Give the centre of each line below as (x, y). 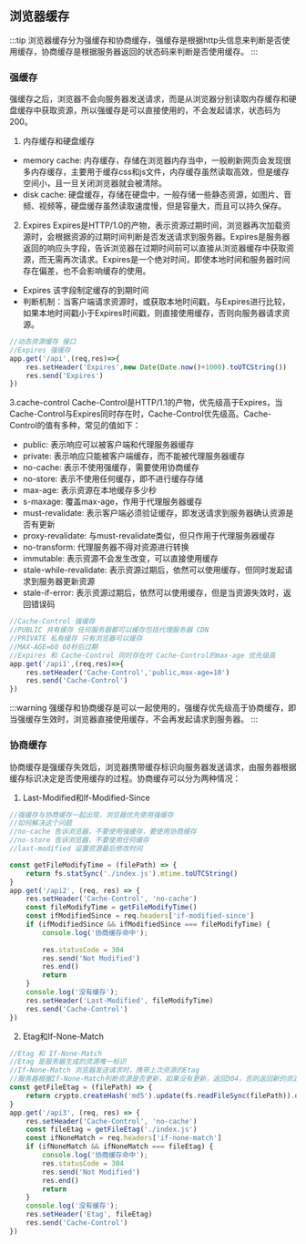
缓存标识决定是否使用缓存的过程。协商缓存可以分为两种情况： (125, 778)
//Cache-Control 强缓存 (52, 622)
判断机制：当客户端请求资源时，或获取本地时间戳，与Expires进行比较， (156, 302)
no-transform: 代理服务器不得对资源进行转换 (106, 547)
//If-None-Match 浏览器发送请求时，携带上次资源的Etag (105, 1070)
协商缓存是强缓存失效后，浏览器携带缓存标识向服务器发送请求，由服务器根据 (153, 766)
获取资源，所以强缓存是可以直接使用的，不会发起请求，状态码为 (160, 110)
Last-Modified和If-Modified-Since (86, 797)
